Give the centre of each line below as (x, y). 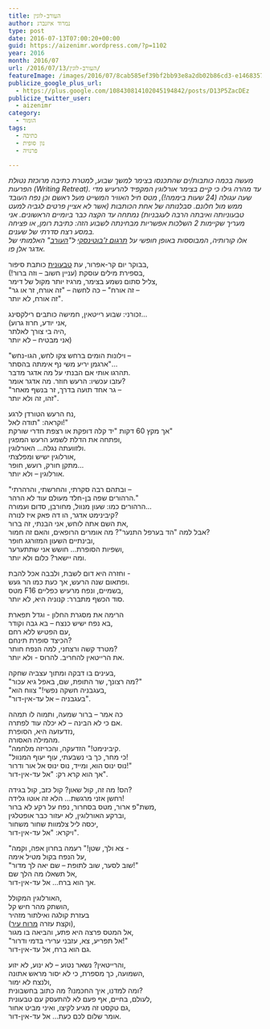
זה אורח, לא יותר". (36, 299)
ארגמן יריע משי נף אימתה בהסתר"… (63, 364)
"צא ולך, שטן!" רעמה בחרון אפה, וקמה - (69, 848)
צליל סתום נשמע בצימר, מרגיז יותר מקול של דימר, (83, 282)
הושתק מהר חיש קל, (39, 907)
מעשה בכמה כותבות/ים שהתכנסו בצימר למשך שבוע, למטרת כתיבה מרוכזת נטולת (131, 180)
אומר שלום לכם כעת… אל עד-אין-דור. (65, 1016)
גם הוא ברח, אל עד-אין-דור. (50, 949)
